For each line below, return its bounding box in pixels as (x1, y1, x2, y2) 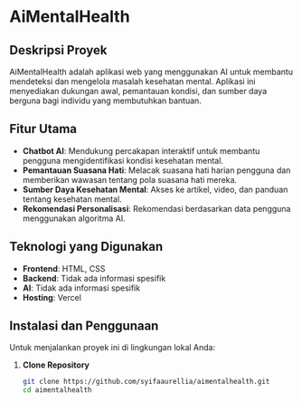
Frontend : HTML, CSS (22, 263, 106, 273)
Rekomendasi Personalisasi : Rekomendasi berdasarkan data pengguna (22, 203, 291, 214)
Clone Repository (22, 359, 90, 370)
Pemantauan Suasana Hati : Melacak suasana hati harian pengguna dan (22, 165, 291, 176)
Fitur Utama (9, 121, 78, 137)
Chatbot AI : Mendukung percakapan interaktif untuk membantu (22, 145, 260, 156)
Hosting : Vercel (22, 292, 81, 302)
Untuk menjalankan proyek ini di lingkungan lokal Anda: (9, 342, 215, 353)
